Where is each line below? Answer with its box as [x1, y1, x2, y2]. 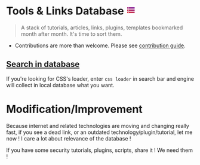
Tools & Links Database [6, 4, 124, 18]
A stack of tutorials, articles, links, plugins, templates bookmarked [20, 24, 183, 31]
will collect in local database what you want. [6, 81, 115, 88]
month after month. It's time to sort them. [20, 30, 122, 37]
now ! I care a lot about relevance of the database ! [6, 135, 131, 142]
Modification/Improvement [6, 102, 143, 116]
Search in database [6, 59, 80, 69]
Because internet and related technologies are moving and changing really [6, 122, 189, 129]
